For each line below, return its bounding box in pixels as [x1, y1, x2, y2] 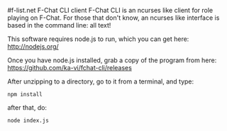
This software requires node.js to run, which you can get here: [7, 35, 189, 43]
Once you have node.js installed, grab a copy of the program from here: [7, 56, 217, 64]
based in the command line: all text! [7, 21, 111, 29]
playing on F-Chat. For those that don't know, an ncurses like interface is [7, 13, 220, 22]
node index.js [7, 117, 50, 124]
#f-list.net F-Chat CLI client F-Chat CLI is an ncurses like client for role [7, 6, 214, 14]
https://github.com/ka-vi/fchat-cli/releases [7, 64, 133, 72]
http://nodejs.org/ [7, 42, 59, 50]
